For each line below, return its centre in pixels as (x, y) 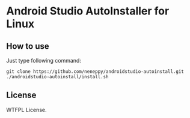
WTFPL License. (26, 110)
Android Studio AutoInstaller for (88, 11)
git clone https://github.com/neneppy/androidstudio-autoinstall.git (95, 72)
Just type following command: (44, 61)
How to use (28, 46)
